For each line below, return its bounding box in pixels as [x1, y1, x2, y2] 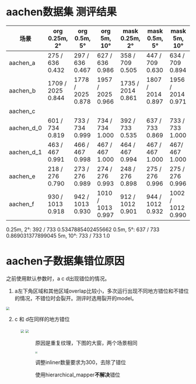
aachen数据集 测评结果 [6, 5, 117, 19]
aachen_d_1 [9, 148, 43, 156]
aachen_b [9, 86, 36, 94]
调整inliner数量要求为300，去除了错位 [35, 359, 127, 366]
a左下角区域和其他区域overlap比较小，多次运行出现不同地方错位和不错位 [14, 287, 189, 294]
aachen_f [9, 200, 34, 208]
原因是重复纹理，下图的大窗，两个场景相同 [35, 339, 138, 346]
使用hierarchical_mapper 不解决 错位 [35, 371, 121, 378]
